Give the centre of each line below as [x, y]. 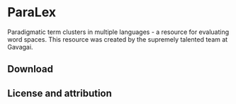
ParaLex [32, 12]
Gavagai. [20, 47]
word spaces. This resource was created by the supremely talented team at [118, 39]
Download [30, 69]
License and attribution [60, 93]
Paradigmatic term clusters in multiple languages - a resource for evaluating [118, 32]
